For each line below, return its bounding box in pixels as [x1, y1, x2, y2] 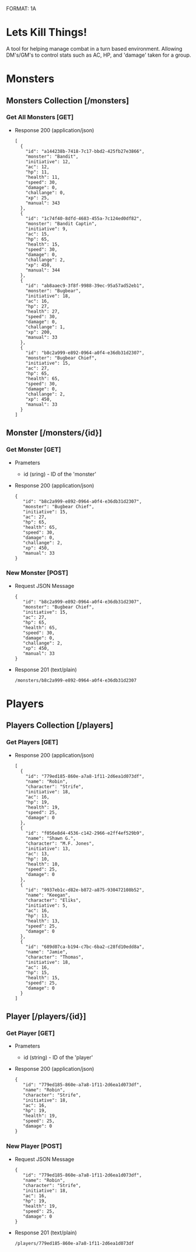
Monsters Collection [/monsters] [6, 96, 129, 106]
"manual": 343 [25, 200, 60, 206]
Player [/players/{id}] [6, 1012, 87, 1022]
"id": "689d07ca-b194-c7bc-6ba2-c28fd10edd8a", [25, 944, 145, 950]
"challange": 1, [25, 324, 66, 330]
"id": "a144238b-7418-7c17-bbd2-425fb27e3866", [25, 148, 145, 154]
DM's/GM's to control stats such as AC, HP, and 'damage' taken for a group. [6, 51, 191, 58]
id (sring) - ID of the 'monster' [23, 470, 96, 478]
